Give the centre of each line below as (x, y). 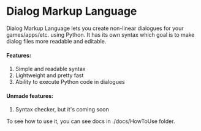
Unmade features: (30, 95)
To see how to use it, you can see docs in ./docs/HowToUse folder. (91, 121)
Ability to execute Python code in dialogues (70, 82)
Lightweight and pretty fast (49, 75)
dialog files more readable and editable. (56, 41)
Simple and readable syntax (50, 69)
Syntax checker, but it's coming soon (62, 110)
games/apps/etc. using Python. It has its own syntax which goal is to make (100, 34)
